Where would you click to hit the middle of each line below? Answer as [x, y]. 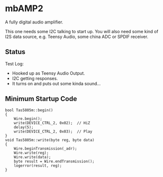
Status [15, 52]
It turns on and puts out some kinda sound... [56, 83]
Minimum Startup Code [41, 99]
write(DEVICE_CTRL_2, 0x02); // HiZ [52, 123]
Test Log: [14, 63]
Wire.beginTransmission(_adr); [45, 148]
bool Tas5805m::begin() [29, 110]
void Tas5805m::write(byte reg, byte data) [50, 140]
